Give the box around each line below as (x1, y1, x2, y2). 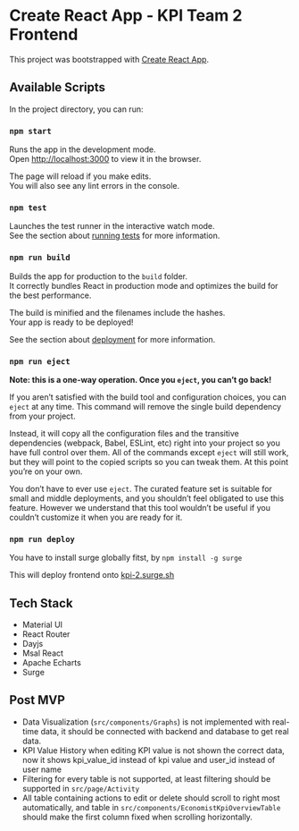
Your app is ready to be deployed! (9, 317, 134, 327)
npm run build (9, 252, 71, 263)
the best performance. (9, 290, 92, 301)
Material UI (21, 619, 63, 631)
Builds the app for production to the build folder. (9, 270, 188, 282)
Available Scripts (9, 80, 105, 95)
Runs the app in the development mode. (9, 144, 156, 155)
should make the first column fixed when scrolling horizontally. (21, 811, 253, 822)
